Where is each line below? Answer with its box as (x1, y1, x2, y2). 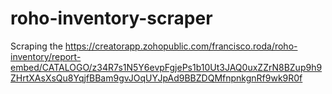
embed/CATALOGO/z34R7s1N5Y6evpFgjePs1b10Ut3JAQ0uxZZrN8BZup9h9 (10, 61, 323, 73)
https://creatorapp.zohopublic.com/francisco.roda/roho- (64, 40, 298, 52)
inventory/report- (10, 50, 82, 62)
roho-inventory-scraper (10, 7, 213, 30)
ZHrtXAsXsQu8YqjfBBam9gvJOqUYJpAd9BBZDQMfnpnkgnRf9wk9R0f (10, 72, 303, 84)
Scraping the (10, 40, 63, 52)
